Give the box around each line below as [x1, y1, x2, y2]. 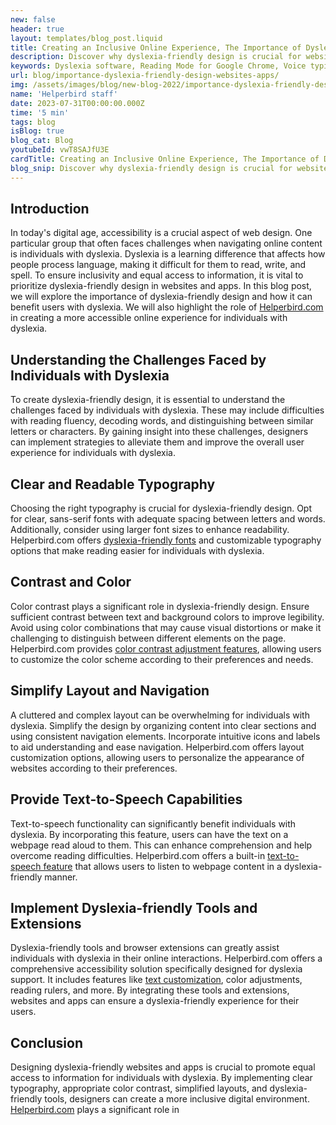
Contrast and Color [10, 574, 132, 591]
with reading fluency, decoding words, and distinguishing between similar [10, 415, 314, 427]
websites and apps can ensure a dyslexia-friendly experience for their [10, 995, 300, 1007]
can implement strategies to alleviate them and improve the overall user [10, 436, 305, 448]
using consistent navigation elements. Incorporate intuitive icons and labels [10, 730, 321, 742]
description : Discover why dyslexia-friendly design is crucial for [10, 52, 302, 62]
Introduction [10, 201, 90, 218]
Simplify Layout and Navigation [10, 682, 210, 700]
